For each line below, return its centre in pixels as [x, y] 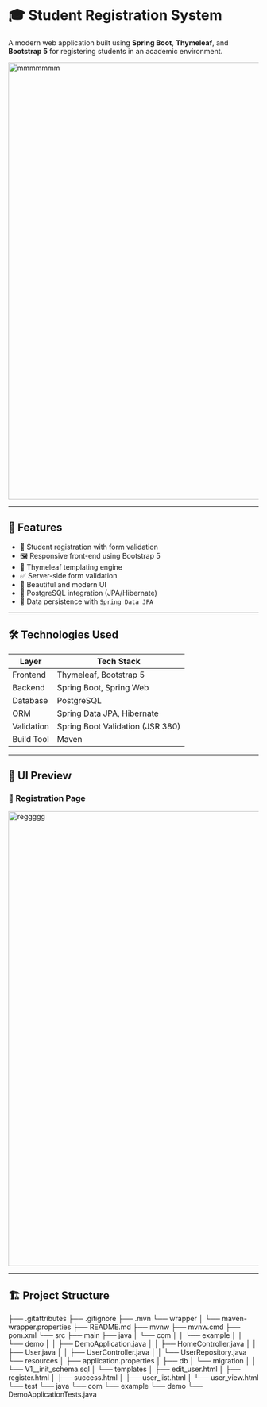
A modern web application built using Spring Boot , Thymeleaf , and [118, 43]
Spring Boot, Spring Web [103, 687]
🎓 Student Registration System [115, 15]
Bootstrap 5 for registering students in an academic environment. [116, 51]
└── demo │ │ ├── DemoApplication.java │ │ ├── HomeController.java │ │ [133, 1344]
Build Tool [31, 739]
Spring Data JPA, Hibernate [108, 713]
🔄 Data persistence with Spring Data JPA [86, 601]
